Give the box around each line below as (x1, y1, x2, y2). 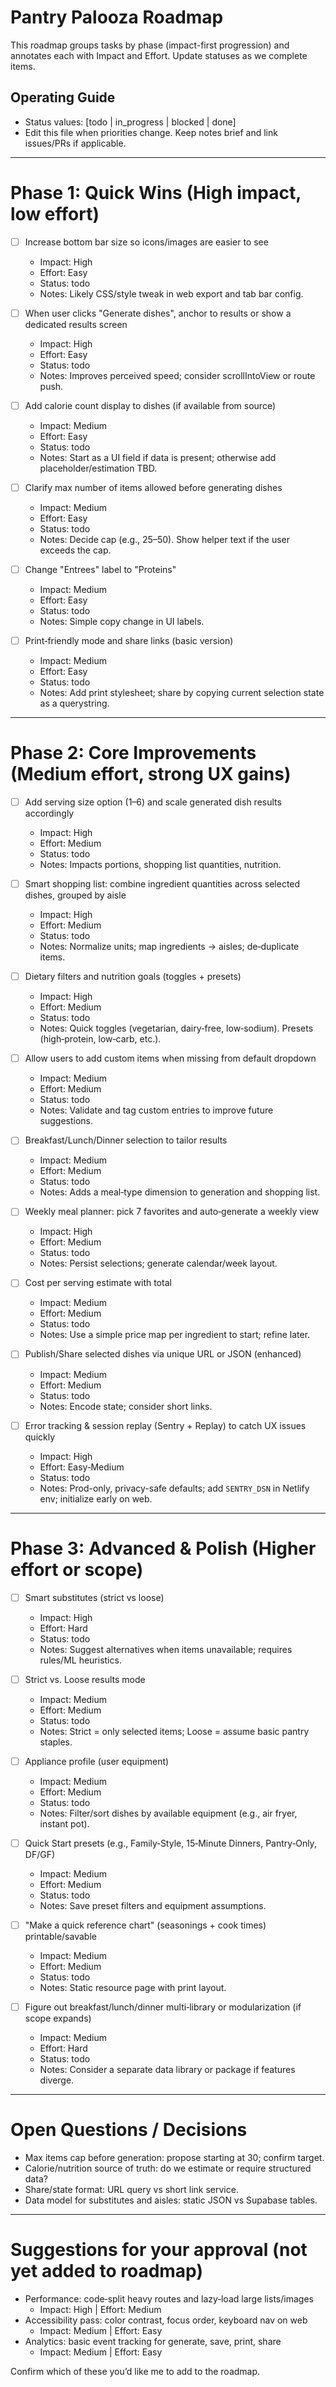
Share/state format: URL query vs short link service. (24, 2183, 239, 2195)
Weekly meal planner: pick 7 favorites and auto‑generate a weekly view (24, 1206, 319, 1218)
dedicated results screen (24, 318, 128, 330)
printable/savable (24, 1930, 97, 1942)
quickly (24, 1431, 56, 1443)
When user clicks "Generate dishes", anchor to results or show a (24, 307, 292, 319)
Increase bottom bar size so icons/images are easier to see (24, 236, 269, 248)
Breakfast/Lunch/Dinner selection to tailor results (24, 1134, 228, 1146)
